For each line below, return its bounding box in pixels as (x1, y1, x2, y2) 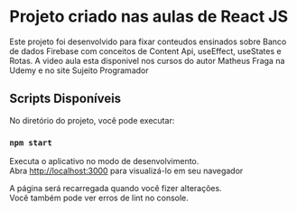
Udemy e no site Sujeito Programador (9, 65, 149, 76)
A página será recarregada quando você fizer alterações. (9, 183, 223, 194)
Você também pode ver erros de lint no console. (9, 192, 190, 204)
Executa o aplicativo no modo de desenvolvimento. (9, 156, 200, 167)
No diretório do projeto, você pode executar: (9, 115, 175, 125)
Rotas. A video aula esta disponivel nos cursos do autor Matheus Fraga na (9, 55, 285, 66)
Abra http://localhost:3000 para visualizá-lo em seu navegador (9, 165, 244, 177)
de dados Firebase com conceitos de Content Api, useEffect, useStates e (9, 45, 282, 56)
